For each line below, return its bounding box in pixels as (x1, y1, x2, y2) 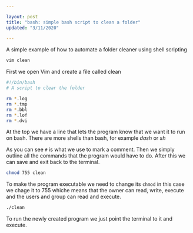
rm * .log (6, 96, 28, 101)
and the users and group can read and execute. (6, 193, 122, 201)
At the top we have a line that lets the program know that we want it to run (6, 128, 185, 136)
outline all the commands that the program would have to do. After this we (6, 152, 186, 159)
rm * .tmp (6, 101, 28, 107)
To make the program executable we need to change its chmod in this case (6, 181, 185, 188)
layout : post (6, 14, 38, 19)
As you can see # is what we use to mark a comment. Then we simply (6, 146, 175, 153)
